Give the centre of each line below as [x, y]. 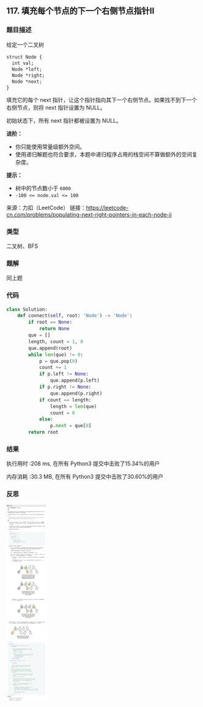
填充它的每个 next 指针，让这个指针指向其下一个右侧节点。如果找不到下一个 [102, 99]
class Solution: [27, 309]
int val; [23, 63]
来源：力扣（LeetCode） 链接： [46, 207]
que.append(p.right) [76, 393]
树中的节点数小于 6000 [43, 188]
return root [44, 432]
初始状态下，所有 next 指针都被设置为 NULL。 [64, 120]
